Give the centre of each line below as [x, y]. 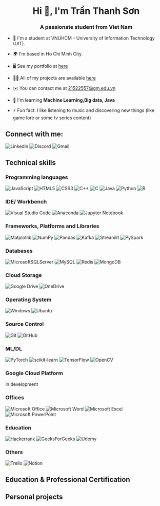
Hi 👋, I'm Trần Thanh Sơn [86, 11]
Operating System [28, 299]
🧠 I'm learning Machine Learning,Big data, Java [64, 100]
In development [22, 384]
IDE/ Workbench [26, 201]
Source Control [25, 324]
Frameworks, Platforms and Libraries [52, 226]
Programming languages [37, 177]
